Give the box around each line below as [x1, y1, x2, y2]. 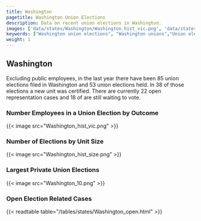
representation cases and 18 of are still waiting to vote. [6, 93, 141, 101]
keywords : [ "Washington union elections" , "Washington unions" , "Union [6, 31, 186, 37]
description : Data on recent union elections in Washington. [6, 20, 162, 26]
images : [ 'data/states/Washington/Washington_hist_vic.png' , [6, 25, 162, 32]
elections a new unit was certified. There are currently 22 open [6, 87, 162, 95]
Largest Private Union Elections [6, 166, 100, 174]
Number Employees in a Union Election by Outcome [6, 108, 159, 117]
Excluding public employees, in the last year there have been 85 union [6, 74, 179, 81]
